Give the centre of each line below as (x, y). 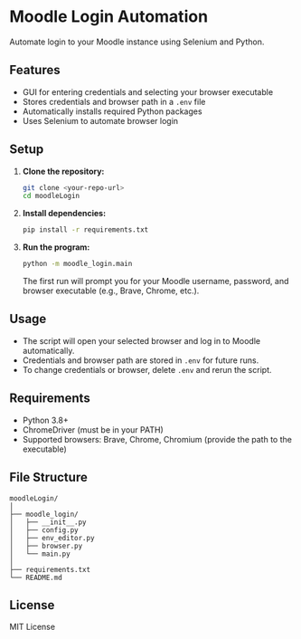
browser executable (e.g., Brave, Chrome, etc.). (111, 291)
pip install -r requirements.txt (85, 230)
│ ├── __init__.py (48, 522)
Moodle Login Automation (109, 17)
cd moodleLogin (51, 196)
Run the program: (56, 247)
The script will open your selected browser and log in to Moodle (141, 340)
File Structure (48, 477)
